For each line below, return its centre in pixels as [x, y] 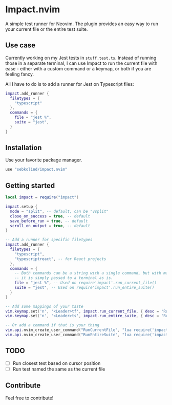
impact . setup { [21, 207]
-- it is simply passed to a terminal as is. [64, 278]
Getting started [30, 185]
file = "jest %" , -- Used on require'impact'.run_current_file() [86, 283]
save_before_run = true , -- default [49, 221]
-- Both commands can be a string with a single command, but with [88, 273]
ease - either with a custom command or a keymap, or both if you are [78, 68]
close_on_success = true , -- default [50, 216]
